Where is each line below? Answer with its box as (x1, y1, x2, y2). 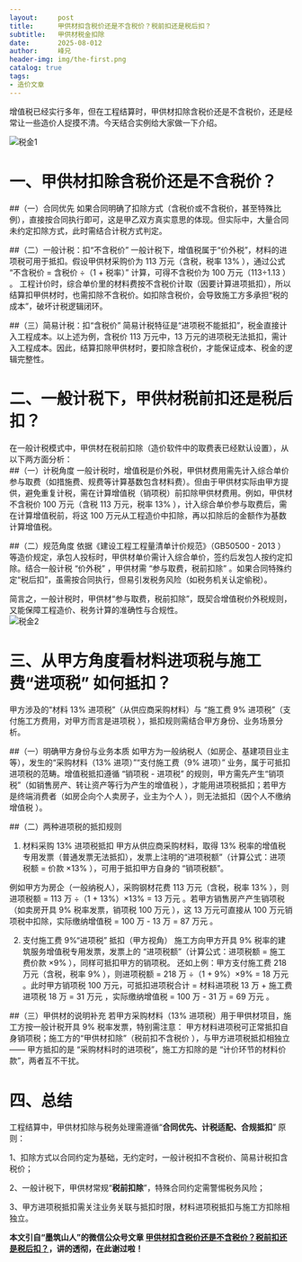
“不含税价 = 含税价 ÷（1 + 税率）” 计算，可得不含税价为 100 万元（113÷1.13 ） (9, 266, 290, 277)
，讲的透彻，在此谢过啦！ (49, 1243, 144, 1254)
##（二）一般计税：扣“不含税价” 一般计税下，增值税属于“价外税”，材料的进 (9, 244, 288, 255)
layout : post (9, 13, 75, 23)
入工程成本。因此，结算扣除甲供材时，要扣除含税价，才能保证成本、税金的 (9, 342, 285, 353)
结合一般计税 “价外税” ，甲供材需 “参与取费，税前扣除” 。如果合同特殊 (24, 563, 285, 573)
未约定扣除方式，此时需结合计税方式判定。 (9, 225, 167, 236)
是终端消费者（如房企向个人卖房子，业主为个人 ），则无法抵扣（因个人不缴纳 (9, 791, 291, 802)
